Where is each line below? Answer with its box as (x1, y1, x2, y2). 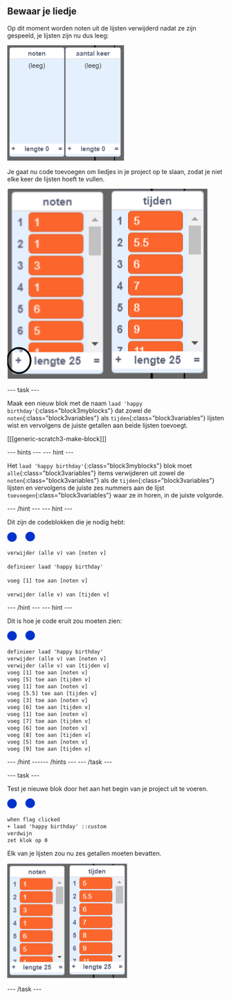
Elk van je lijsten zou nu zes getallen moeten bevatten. (7, 849, 162, 857)
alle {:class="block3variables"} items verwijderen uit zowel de (7, 468, 185, 477)
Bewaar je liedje (7, 6, 77, 17)
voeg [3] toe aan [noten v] (7, 697, 89, 703)
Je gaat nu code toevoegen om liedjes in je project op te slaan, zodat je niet (7, 167, 223, 176)
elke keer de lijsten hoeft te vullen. (7, 175, 105, 183)
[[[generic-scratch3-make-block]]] (7, 434, 107, 443)
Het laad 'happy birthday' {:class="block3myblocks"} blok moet (7, 461, 192, 470)
